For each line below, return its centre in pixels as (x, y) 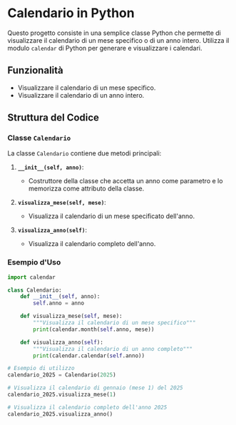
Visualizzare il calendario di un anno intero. (81, 95)
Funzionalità (35, 70)
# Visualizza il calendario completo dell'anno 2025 (87, 407)
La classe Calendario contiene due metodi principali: (84, 153)
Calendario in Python (71, 13)
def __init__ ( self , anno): (60, 297)
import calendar (31, 277)
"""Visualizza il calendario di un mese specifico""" (114, 323)
